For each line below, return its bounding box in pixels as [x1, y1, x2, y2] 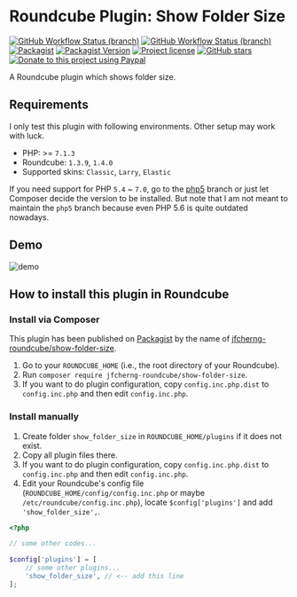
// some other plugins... [25, 563, 121, 573]
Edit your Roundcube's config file [21, 477, 145, 489]
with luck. [9, 130, 45, 141]
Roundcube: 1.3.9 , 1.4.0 [21, 157, 113, 168]
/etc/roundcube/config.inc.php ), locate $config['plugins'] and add [21, 497, 273, 507]
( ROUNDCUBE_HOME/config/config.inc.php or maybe [21, 487, 206, 498]
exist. [21, 440, 43, 451]
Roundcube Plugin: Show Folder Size [9, 6, 286, 27]
